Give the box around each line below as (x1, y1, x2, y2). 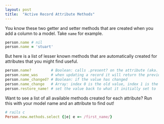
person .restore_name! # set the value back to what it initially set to (5, 86, 156, 91)
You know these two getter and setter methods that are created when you (5, 25, 154, 31)
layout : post (5, 7, 32, 12)
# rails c (5, 110, 25, 115)
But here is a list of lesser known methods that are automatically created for (5, 53, 158, 59)
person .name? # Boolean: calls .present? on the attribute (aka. (5, 68, 159, 73)
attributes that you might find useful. (5, 58, 79, 64)
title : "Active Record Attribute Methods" (5, 12, 95, 17)
